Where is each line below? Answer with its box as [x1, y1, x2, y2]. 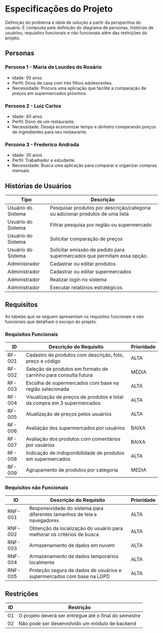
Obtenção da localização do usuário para [29, 525, 123, 532]
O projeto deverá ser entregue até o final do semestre [18, 612, 141, 619]
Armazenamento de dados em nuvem [29, 542, 115, 549]
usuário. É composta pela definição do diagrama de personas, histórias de [5, 24, 154, 30]
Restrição [68, 604, 91, 611]
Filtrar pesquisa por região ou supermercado [49, 221, 152, 228]
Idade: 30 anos [12, 152, 43, 158]
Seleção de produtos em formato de [26, 366, 108, 373]
